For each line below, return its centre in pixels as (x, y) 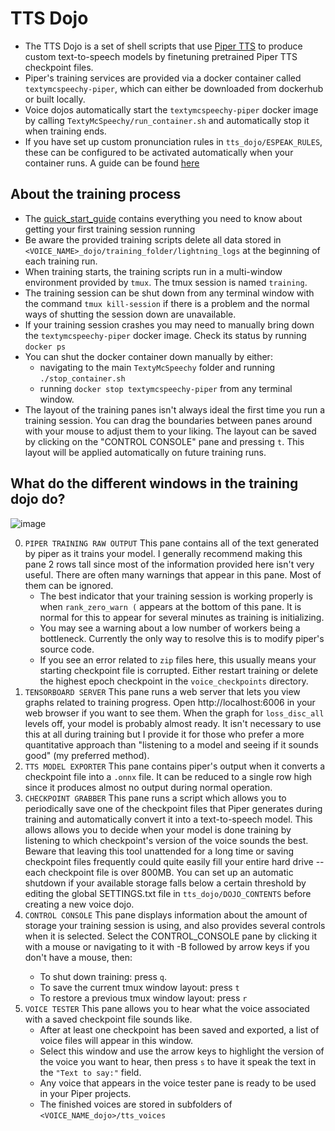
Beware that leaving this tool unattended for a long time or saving (159, 851)
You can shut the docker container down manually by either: (148, 356)
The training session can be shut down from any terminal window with (169, 293)
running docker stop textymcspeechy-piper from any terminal (166, 388)
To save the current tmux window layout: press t (139, 987)
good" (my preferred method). (87, 755)
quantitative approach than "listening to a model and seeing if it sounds (171, 744)
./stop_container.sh (82, 378)
